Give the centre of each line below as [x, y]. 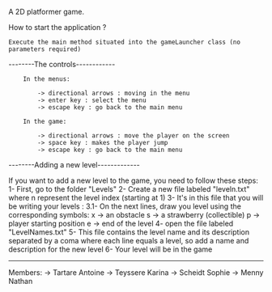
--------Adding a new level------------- [74, 165]
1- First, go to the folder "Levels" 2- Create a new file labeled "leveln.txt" [129, 189]
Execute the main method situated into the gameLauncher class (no [125, 42]
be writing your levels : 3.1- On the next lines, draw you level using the [125, 206]
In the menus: [47, 79]
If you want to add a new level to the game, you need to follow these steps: [134, 180]
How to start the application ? [57, 27]
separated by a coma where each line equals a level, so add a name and [129, 241]
